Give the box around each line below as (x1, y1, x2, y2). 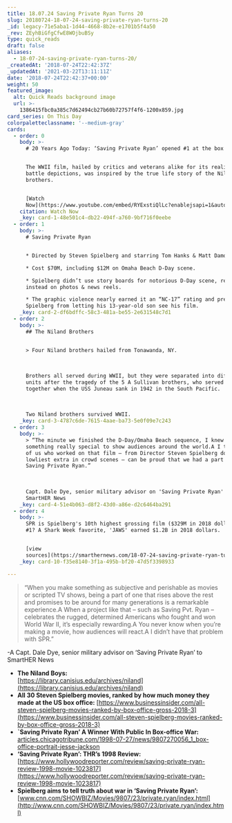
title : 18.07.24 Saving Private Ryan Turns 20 (7, 10, 144, 17)
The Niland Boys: (17, 669, 68, 677)
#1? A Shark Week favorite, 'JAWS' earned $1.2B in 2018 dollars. (25, 527, 221, 534)
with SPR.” (23, 634, 54, 643)
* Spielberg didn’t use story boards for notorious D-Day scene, (25, 277, 217, 284)
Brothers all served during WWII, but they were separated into (25, 373, 215, 380)
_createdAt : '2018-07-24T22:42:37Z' (7, 62, 113, 68)
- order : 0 (13, 132, 45, 139)
